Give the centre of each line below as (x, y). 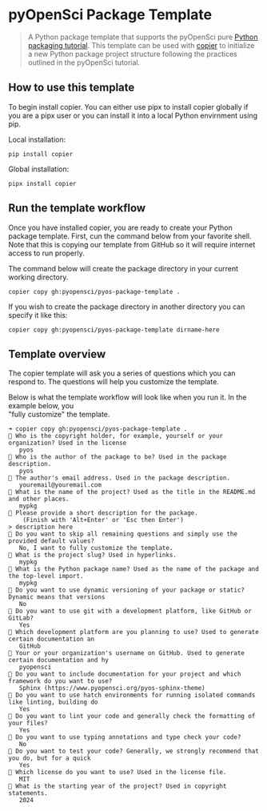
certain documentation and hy (59, 660)
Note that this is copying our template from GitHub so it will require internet (132, 244)
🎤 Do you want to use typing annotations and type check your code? (125, 737)
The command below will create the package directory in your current (123, 268)
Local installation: (37, 139)
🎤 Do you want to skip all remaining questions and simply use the (123, 534)
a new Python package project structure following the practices (132, 54)
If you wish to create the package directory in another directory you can (127, 307)
